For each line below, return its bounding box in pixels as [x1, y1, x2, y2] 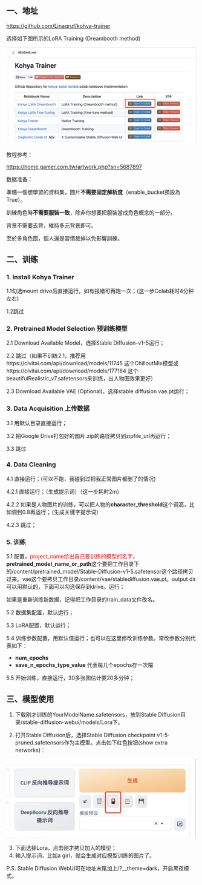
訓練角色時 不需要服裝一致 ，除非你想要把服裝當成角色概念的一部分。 [6, 209, 176, 216]
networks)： [15, 746, 47, 754]
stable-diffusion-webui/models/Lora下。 [22, 718, 123, 726]
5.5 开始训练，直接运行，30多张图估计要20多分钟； [6, 674, 135, 681]
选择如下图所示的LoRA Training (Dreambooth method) [6, 35, 141, 42]
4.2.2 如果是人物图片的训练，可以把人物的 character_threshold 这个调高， [6, 500, 189, 508]
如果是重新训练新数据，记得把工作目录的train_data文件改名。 [6, 596, 158, 603]
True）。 [6, 196, 26, 204]
